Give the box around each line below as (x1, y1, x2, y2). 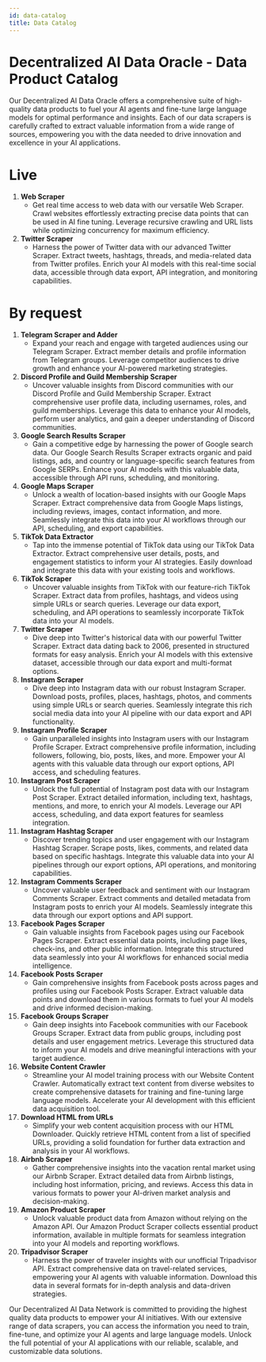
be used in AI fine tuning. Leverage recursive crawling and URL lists (32, 217, 253, 226)
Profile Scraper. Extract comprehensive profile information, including (32, 742, 256, 752)
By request (9, 304, 82, 321)
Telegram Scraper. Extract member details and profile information (32, 347, 246, 356)
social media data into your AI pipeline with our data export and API (32, 709, 253, 718)
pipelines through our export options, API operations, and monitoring (32, 860, 256, 869)
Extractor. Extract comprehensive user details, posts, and (32, 549, 220, 558)
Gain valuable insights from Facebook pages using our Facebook (32, 927, 245, 937)
